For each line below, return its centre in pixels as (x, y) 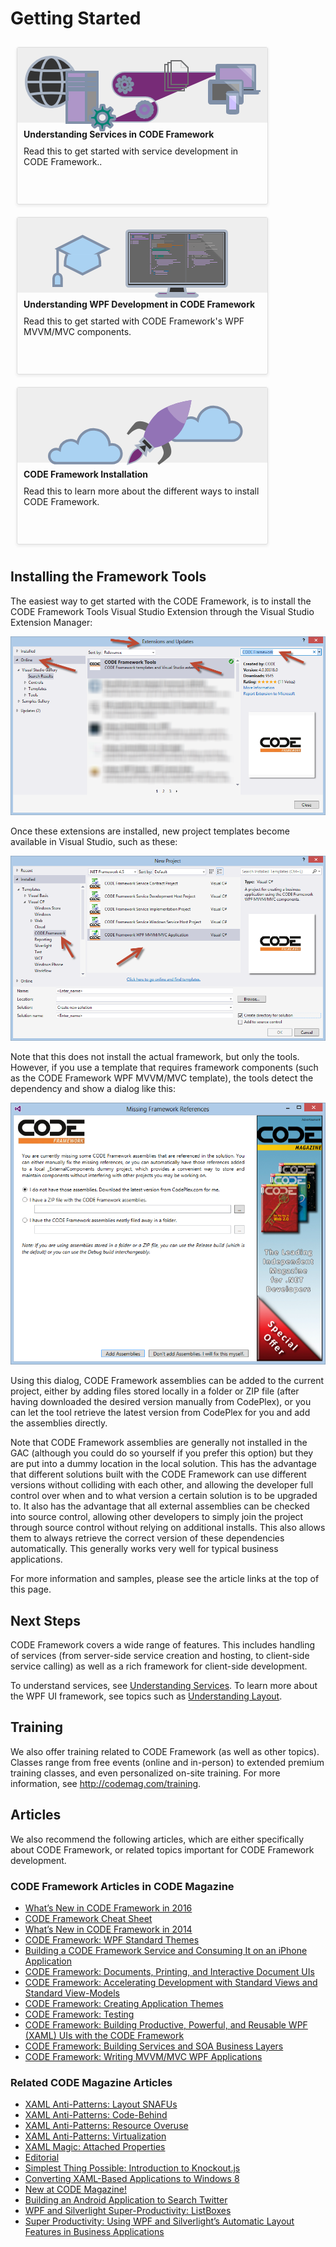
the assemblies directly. (59, 1423)
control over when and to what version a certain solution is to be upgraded (164, 1496)
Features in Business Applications (94, 2232)
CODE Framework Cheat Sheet (88, 1919)
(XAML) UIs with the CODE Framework (104, 2036)
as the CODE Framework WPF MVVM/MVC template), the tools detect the (162, 1078)
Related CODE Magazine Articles (91, 2082)
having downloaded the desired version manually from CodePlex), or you (161, 1402)
